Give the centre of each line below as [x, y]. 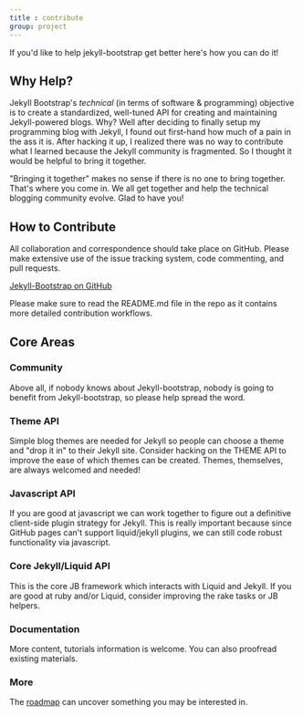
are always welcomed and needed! [75, 470]
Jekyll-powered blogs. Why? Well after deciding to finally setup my [136, 122]
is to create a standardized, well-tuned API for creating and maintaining [143, 113]
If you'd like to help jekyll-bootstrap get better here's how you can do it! [144, 52]
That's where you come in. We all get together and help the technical [139, 189]
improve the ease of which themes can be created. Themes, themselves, [146, 461]
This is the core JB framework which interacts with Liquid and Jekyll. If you [151, 586]
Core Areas [42, 342]
